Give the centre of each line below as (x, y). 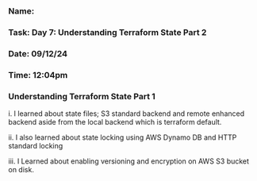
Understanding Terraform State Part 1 (82, 96)
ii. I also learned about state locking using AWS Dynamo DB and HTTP (123, 137)
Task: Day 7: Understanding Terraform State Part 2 (107, 32)
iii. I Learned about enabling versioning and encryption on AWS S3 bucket (129, 161)
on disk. (21, 169)
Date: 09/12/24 (38, 53)
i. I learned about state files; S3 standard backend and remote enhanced (127, 114)
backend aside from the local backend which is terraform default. (115, 121)
